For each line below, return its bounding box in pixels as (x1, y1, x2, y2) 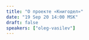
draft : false (6, 19, 39, 25)
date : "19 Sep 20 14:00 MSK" (6, 14, 78, 20)
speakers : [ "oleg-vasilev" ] (6, 25, 76, 31)
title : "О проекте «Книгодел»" (6, 8, 84, 15)
